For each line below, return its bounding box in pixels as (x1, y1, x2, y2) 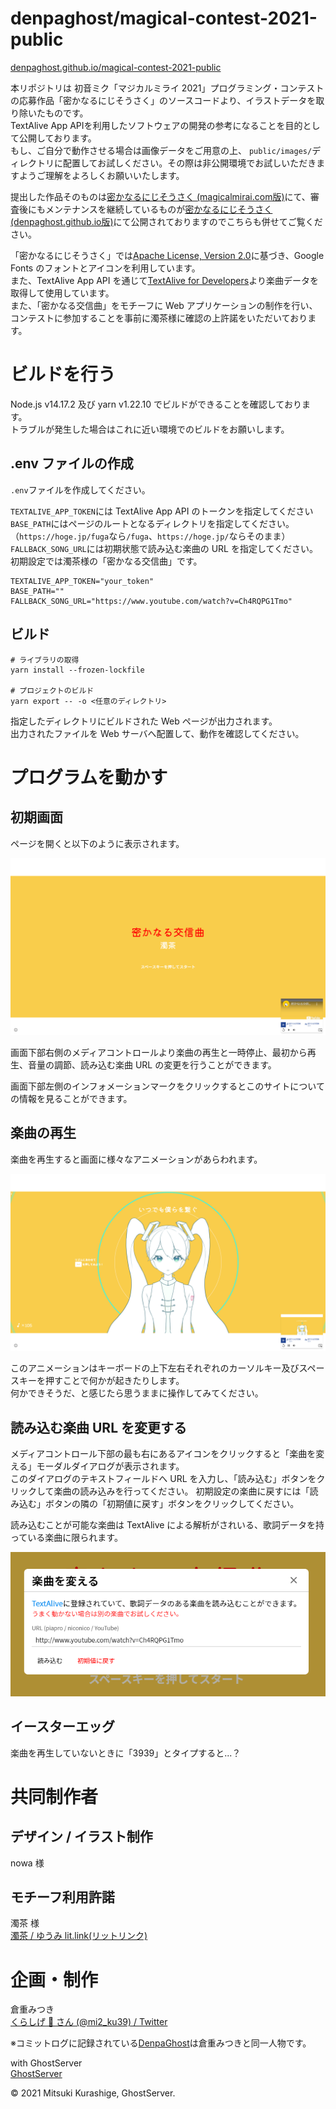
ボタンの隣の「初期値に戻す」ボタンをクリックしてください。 (44, 1498, 300, 1510)
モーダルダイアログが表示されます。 (36, 1460, 185, 1472)
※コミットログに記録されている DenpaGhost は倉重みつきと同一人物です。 (10, 2037, 312, 2049)
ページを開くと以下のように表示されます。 (10, 837, 185, 849)
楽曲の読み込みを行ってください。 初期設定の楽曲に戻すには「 (53, 1485, 310, 1497)
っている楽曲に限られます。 (10, 1532, 123, 1544)
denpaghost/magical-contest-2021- (10, 7, 318, 30)
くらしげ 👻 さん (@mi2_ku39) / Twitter (10, 2016, 168, 2028)
